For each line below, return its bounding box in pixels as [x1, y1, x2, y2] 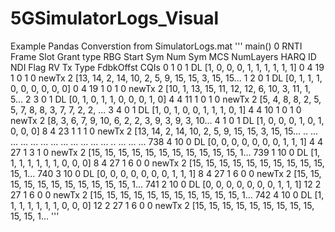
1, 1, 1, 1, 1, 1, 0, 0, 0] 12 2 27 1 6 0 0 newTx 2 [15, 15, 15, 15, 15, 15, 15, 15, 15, [10, 199, 315, 211]
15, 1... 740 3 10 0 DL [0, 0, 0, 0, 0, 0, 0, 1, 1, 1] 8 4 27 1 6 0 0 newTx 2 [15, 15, [10, 167, 322, 179]
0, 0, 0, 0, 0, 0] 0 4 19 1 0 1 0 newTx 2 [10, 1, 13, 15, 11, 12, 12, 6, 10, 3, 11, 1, [10, 82, 312, 94]
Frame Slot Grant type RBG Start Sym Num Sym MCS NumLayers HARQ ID [10, 50, 317, 62]
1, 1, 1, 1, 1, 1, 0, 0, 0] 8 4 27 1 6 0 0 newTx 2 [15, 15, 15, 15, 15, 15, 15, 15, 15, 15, [10, 157, 325, 169]
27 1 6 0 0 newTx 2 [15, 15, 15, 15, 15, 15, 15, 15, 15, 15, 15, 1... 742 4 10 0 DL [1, [10, 188, 325, 201]
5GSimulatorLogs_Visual [10, 7, 220, 30]
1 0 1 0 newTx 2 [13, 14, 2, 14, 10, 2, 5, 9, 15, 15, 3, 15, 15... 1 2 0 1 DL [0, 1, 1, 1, [10, 72, 323, 84]
